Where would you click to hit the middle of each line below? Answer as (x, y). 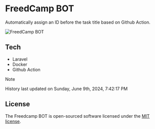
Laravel (20, 59)
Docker (20, 64)
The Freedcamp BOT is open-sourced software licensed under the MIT (77, 116)
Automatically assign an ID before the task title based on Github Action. (78, 22)
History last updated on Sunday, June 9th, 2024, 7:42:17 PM (66, 89)
